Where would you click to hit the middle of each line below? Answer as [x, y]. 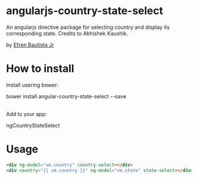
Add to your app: [27, 114]
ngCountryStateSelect [33, 125]
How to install [40, 69]
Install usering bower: [32, 85]
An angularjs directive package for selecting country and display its [88, 27]
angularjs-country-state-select [85, 11]
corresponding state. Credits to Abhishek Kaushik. [67, 33]
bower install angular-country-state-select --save [66, 96]
